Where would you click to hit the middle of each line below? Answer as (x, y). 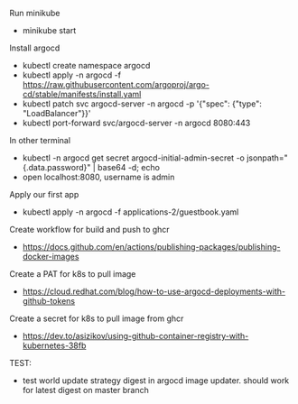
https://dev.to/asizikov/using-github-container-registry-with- (135, 336)
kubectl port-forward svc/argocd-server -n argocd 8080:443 (136, 123)
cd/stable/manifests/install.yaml (82, 94)
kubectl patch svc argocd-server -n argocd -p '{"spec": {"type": (142, 104)
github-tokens (48, 301)
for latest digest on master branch (85, 390)
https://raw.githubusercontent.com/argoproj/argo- (116, 84)
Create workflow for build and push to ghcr (89, 230)
